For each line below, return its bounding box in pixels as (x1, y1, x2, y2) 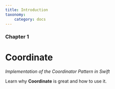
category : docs (14, 17, 46, 22)
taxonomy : (5, 12, 26, 17)
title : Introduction (5, 7, 49, 13)
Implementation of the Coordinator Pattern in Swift (5, 68, 110, 74)
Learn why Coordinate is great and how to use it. (5, 78, 107, 84)
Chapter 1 (5, 33, 29, 40)
